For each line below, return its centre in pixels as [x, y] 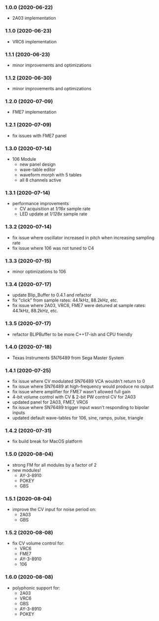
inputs [19, 413]
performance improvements [40, 204]
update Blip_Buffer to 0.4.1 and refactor [52, 295]
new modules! [26, 470]
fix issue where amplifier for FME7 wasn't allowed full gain [71, 392]
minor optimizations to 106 [39, 271]
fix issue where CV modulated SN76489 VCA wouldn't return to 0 [79, 381]
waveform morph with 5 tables [51, 175]
